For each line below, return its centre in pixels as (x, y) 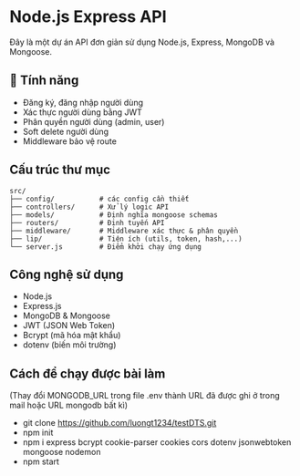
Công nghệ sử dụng (67, 274)
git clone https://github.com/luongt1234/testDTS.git (119, 423)
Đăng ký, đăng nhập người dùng (83, 102)
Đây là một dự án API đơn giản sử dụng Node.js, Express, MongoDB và (142, 42)
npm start (41, 461)
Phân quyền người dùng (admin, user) (93, 121)
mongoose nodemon (62, 452)
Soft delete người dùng (66, 131)
